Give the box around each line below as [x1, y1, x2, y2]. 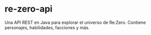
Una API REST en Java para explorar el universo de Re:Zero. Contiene [4, 19, 146, 25]
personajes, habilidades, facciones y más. [4, 24, 90, 30]
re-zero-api [4, 3, 53, 15]
